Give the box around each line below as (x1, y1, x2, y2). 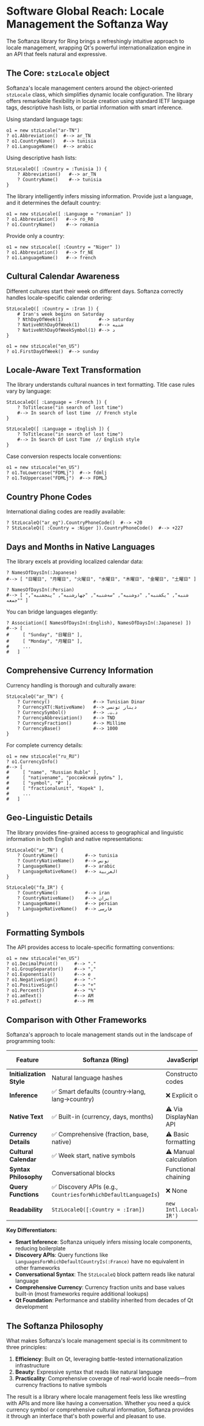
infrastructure (15, 1362, 50, 1369)
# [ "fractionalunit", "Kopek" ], (6, 785, 104, 791)
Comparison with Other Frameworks (6, 1014, 147, 1025)
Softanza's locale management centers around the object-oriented (6, 84, 173, 91)
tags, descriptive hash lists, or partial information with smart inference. (6, 104, 183, 111)
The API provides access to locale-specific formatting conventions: (6, 944, 175, 951)
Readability (9, 1206, 43, 1214)
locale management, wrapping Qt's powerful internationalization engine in (6, 44, 191, 51)
